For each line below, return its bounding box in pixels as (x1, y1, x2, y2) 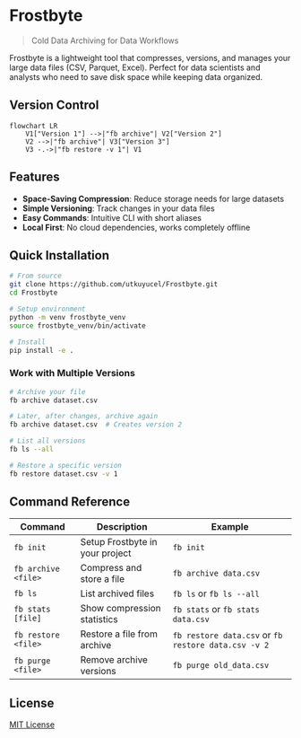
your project (80, 547, 132, 559)
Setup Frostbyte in (80, 536, 158, 549)
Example (211, 521, 249, 533)
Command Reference (9, 495, 131, 510)
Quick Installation (9, 248, 110, 263)
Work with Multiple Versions (9, 367, 136, 380)
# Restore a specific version (9, 461, 123, 470)
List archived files (80, 587, 155, 600)
